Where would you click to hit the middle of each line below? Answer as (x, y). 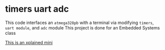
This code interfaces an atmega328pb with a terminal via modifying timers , (80, 23)
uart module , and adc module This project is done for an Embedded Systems (82, 27)
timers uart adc (37, 9)
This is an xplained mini (29, 42)
